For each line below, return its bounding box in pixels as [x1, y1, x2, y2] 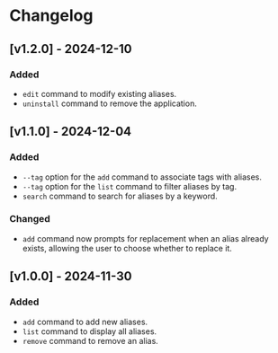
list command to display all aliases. [22, 325, 157, 337]
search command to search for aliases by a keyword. [22, 190, 218, 201]
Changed [9, 213, 51, 225]
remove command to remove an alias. [22, 335, 159, 346]
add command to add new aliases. [22, 316, 148, 327]
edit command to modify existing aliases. [22, 88, 177, 99]
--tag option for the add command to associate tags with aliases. [22, 172, 263, 182]
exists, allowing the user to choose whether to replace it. [22, 243, 232, 253]
